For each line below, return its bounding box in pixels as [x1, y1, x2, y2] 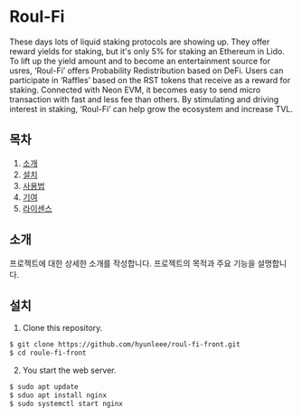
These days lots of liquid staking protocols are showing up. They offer [9, 36, 270, 47]
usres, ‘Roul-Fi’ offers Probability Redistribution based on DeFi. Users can [9, 65, 284, 76]
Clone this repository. [22, 323, 103, 334]
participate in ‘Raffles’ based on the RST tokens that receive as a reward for [9, 74, 291, 85]
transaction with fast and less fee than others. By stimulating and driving [9, 93, 279, 105]
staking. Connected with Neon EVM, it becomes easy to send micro [9, 84, 261, 95]
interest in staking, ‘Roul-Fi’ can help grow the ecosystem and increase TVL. [9, 103, 294, 114]
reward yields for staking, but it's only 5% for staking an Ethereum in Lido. [9, 45, 285, 56]
